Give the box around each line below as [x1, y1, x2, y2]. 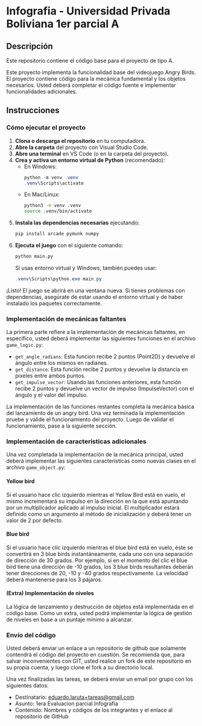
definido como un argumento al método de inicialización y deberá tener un [6, 510, 192, 517]
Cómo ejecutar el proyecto [6, 124, 86, 132]
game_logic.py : [6, 341, 43, 349]
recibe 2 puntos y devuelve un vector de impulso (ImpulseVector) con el [14, 385, 194, 393]
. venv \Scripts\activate [24, 180, 84, 186]
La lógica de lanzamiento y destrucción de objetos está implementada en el [6, 603, 194, 610]
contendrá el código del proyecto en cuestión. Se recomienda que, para [6, 651, 185, 658]
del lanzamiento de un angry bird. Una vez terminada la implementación [6, 409, 185, 417]
